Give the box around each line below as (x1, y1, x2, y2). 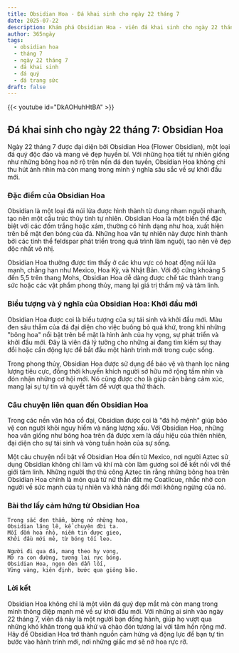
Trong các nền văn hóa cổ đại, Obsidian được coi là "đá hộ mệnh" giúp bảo (7, 416, 228, 424)
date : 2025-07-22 (7, 17, 59, 24)
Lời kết (7, 583, 31, 593)
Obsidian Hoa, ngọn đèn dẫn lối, (7, 560, 107, 567)
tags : (7, 37, 23, 44)
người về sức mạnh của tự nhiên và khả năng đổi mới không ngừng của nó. (7, 483, 226, 491)
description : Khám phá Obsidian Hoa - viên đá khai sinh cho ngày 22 (7, 24, 218, 31)
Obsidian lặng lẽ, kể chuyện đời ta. (7, 523, 119, 530)
